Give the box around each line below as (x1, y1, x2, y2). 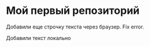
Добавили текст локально (6, 34, 71, 41)
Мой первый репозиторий (6, 4, 140, 17)
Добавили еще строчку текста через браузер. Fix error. (6, 23, 144, 30)
